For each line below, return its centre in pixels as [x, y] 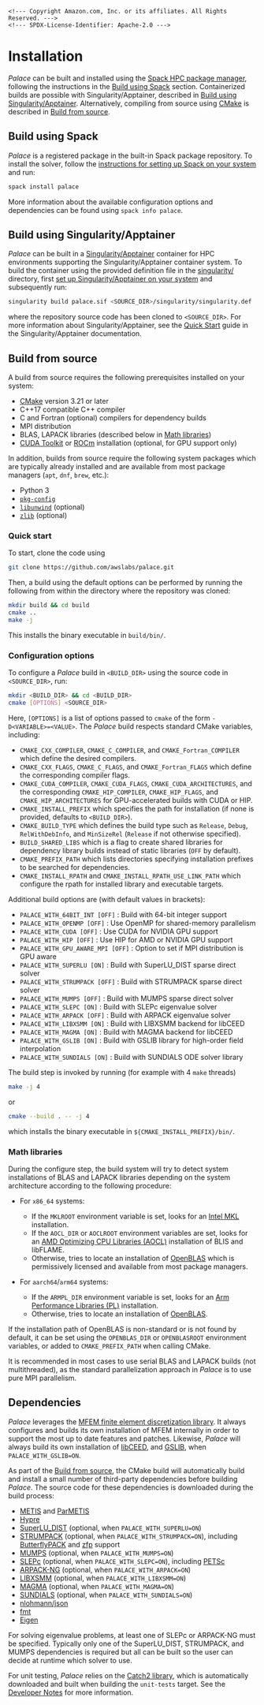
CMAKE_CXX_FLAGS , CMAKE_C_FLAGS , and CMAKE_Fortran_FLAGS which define [136, 767]
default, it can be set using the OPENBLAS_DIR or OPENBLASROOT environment [127, 1338]
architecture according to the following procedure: [90, 1186]
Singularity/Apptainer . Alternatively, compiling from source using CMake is [129, 103]
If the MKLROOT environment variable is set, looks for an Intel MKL [135, 1216]
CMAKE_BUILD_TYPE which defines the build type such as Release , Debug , [134, 825]
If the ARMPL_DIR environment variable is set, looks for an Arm [130, 1297]
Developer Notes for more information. [71, 1692]
